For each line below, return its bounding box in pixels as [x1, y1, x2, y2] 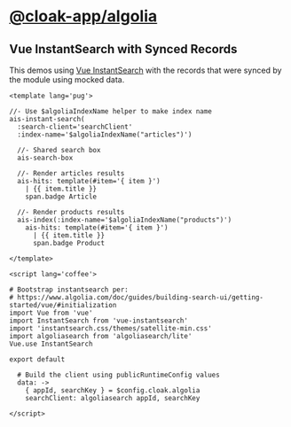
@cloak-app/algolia [9, 6, 158, 27]
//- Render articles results [17, 169, 125, 178]
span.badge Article [25, 192, 98, 201]
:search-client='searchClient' [17, 122, 133, 131]
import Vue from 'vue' [9, 308, 93, 317]
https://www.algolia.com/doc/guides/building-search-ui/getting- [17, 293, 264, 302]
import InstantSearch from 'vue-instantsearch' [9, 316, 189, 325]
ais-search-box [17, 153, 74, 162]
